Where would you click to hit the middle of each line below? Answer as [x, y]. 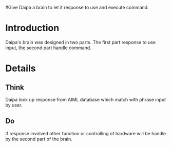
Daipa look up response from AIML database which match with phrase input [85, 99]
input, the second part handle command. [48, 48]
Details [21, 68]
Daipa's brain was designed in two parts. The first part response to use [80, 42]
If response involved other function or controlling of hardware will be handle [86, 133]
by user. [14, 105]
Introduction [32, 28]
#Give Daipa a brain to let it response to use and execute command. [77, 7]
